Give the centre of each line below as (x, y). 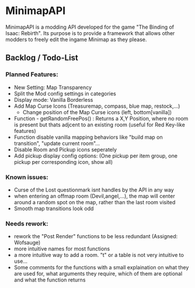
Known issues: (27, 177)
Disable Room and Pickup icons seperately (65, 149)
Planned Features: (32, 74)
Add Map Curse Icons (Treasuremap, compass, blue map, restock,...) (97, 106)
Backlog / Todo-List (42, 58)
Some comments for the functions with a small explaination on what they (101, 268)
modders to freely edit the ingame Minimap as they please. (76, 39)
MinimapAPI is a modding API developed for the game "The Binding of (90, 27)
